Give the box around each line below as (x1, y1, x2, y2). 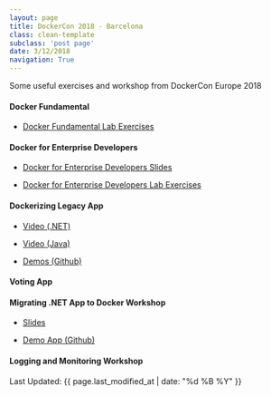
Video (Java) (22, 237, 70, 249)
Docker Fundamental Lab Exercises (22, 121, 154, 132)
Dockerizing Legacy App (9, 200, 104, 211)
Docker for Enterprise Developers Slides (22, 162, 173, 173)
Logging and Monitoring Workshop (9, 355, 144, 366)
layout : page (9, 13, 59, 23)
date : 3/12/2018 (9, 47, 70, 56)
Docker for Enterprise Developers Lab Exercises (22, 179, 201, 190)
